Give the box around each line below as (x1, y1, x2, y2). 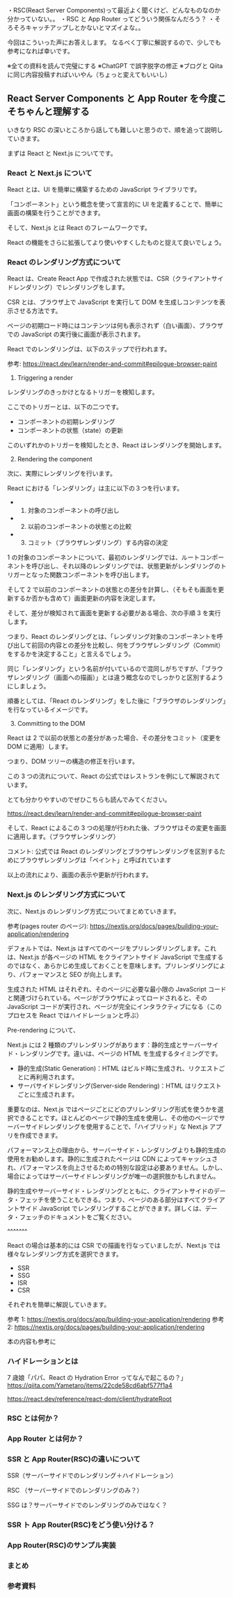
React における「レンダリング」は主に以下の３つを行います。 (7, 484, 184, 493)
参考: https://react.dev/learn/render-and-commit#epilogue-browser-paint (7, 360, 218, 368)
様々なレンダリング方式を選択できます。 (7, 1250, 123, 1258)
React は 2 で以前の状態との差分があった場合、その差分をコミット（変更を (7, 733, 221, 742)
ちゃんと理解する (16, 106, 90, 118)
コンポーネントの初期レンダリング (17, 418, 115, 426)
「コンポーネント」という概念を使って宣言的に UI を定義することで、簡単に (7, 200, 224, 209)
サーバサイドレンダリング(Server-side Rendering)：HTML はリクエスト (17, 1081, 222, 1090)
